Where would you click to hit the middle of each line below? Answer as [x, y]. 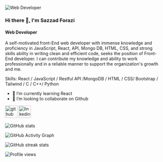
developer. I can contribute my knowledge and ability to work [76, 59]
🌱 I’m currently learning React [42, 94]
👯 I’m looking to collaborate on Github [50, 99]
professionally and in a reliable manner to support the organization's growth [82, 64]
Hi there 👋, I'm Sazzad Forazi [40, 20]
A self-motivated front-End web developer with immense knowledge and [79, 43]
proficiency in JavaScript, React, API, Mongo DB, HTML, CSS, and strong [79, 48]
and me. [14, 69]
